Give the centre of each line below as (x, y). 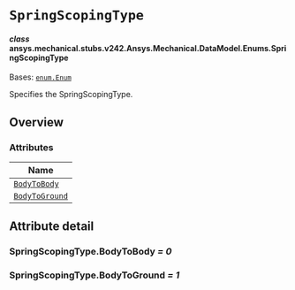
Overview (37, 122)
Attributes (31, 147)
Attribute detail (52, 227)
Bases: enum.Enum (41, 77)
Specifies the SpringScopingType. (71, 95)
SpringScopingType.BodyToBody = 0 (91, 252)
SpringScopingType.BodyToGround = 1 (95, 275)
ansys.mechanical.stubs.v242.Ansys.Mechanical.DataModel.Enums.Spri (148, 48)
